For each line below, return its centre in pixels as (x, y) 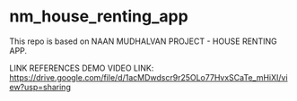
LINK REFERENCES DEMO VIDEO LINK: (82, 68)
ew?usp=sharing (40, 87)
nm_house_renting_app (99, 17)
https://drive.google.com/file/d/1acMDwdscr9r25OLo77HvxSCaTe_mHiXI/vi (149, 77)
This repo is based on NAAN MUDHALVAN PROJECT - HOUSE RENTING (143, 41)
